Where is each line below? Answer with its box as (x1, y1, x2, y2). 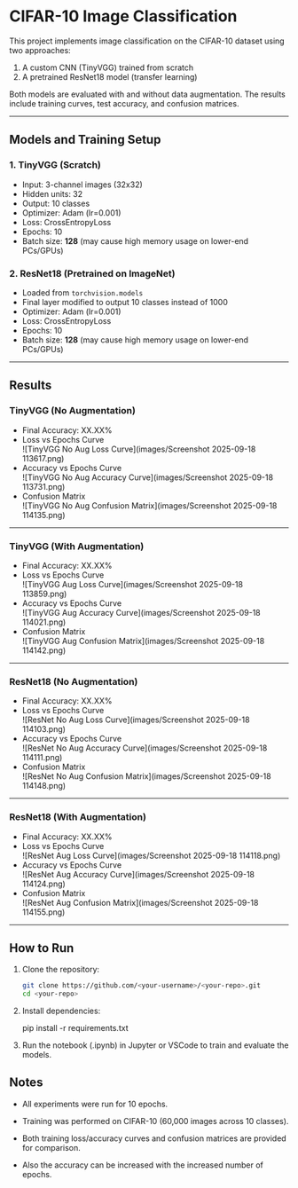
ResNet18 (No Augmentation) (9, 675, 138, 688)
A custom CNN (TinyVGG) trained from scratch (21, 62, 194, 73)
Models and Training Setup (9, 132, 161, 147)
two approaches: (9, 44, 71, 55)
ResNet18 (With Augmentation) (9, 811, 146, 823)
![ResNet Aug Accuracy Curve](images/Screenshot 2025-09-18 (21, 869, 255, 879)
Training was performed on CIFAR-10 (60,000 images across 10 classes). (21, 1115, 289, 1126)
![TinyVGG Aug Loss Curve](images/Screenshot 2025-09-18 (21, 578, 244, 589)
